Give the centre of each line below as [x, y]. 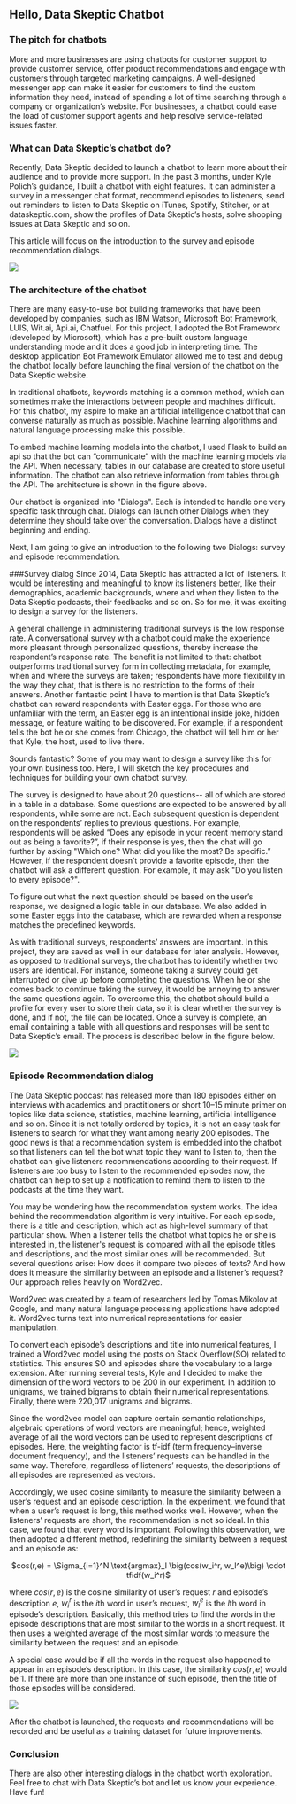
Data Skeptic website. [49, 375]
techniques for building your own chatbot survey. [99, 778]
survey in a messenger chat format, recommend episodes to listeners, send [147, 195]
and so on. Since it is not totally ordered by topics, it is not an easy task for [145, 1124]
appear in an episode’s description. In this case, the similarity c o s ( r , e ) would [148, 1669]
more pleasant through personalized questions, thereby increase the [134, 648]
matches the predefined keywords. [73, 925]
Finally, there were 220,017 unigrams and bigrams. [101, 1401]
